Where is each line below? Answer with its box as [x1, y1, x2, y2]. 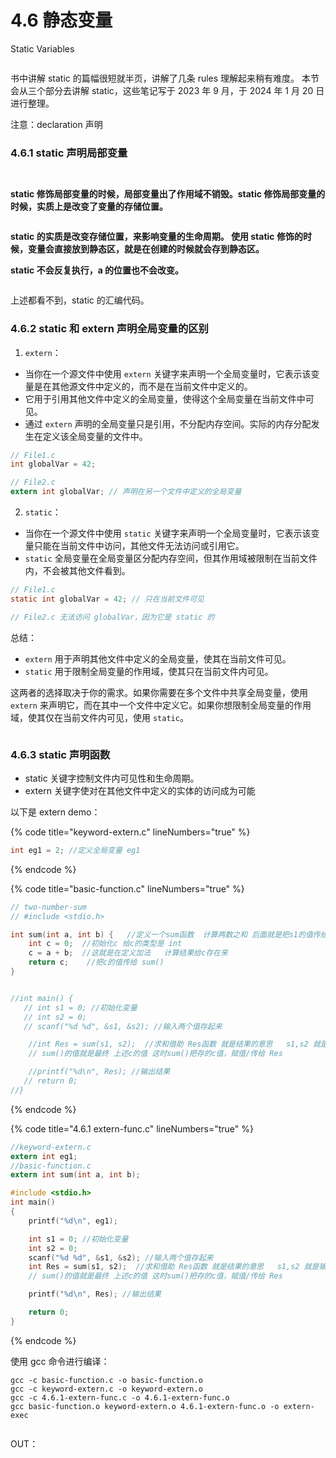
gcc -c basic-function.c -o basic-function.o [10, 1375, 203, 1385]
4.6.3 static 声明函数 [10, 747, 111, 761]
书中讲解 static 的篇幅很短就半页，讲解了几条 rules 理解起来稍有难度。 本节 [10, 72, 320, 84]
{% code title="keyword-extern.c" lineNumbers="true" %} [10, 826, 251, 838]
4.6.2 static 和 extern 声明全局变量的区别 [10, 322, 209, 336]
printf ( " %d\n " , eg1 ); [28, 1216, 118, 1226]
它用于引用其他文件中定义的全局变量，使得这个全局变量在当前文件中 [24, 392, 306, 405]
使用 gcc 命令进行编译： [10, 1355, 110, 1367]
